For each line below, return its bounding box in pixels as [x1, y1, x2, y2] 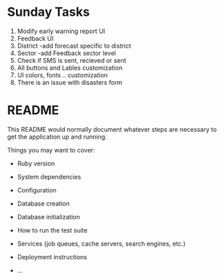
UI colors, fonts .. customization [17, 70, 109, 79]
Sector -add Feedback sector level [17, 49, 116, 57]
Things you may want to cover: [7, 146, 95, 154]
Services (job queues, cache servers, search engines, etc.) [17, 239, 186, 248]
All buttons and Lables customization [17, 63, 123, 72]
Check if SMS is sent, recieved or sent [17, 56, 127, 64]
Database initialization [17, 212, 81, 221]
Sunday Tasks [7, 4, 90, 20]
